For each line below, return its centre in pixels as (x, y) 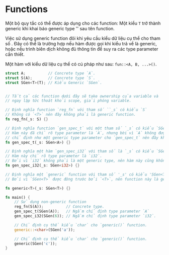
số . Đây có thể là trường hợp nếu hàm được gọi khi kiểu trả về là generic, (81, 43)
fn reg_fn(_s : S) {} (27, 119)
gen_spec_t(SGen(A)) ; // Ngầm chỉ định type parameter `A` (82, 211)
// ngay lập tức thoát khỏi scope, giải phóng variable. (68, 101)
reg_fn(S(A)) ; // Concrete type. (59, 207)
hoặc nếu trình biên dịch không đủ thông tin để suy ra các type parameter (82, 49)
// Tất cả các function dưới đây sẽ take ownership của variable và (82, 96)
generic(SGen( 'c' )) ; (36, 243)
